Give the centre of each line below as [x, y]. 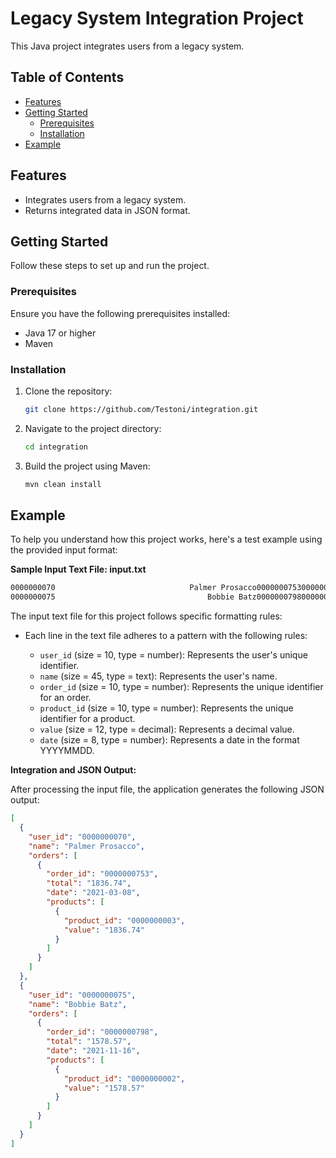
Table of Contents [67, 77]
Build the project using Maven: [87, 466]
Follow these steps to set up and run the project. [110, 266]
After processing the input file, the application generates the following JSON [167, 789]
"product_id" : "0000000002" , [124, 1078]
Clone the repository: [68, 391]
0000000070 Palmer [113, 588]
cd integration [56, 447]
